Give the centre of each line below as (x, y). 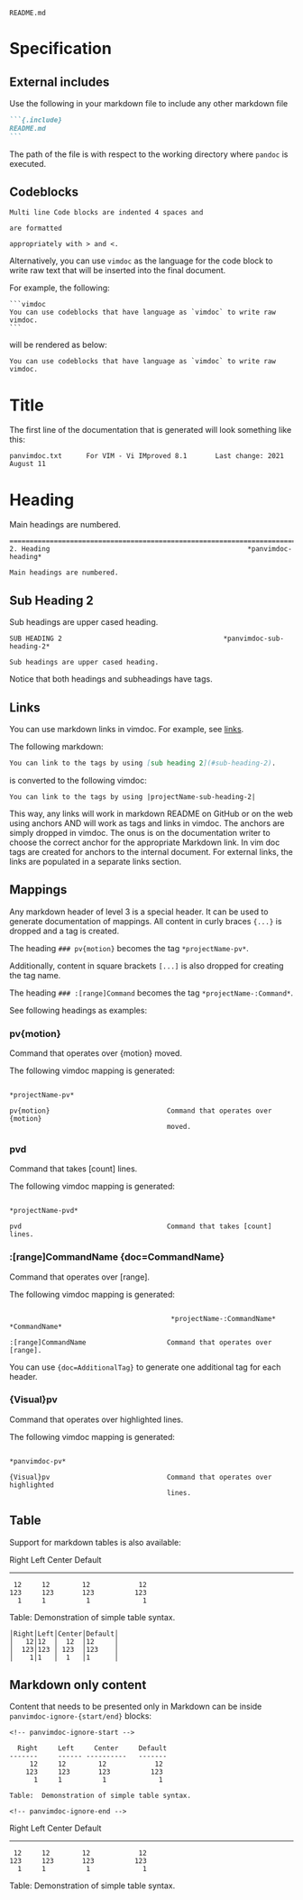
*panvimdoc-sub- (253, 639)
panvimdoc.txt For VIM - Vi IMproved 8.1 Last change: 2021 (147, 456)
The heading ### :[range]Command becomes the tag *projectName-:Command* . (151, 993)
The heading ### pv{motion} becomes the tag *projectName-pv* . (129, 948)
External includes (60, 82)
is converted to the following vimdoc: (78, 780)
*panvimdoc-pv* (38, 1461)
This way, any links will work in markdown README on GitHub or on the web (151, 813)
